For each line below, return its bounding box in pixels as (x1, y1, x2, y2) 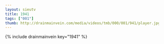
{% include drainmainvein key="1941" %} (5, 34, 88, 40)
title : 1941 (5, 12, 29, 16)
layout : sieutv (5, 7, 36, 12)
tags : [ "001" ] (5, 16, 34, 21)
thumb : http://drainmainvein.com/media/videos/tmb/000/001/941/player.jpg (5, 20, 161, 26)
